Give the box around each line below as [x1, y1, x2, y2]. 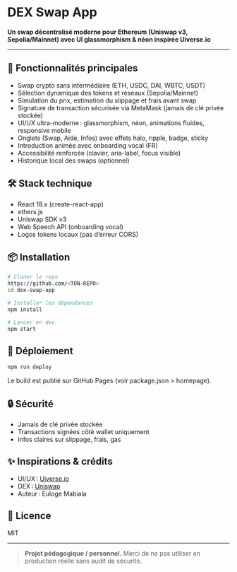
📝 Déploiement [7, 344, 73, 357]
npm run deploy [7, 363, 52, 371]
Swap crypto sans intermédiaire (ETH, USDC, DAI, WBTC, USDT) [17, 81, 206, 89]
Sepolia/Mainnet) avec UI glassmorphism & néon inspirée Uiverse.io [7, 35, 212, 43]
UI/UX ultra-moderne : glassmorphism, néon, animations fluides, [17, 118, 205, 127]
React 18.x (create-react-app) [17, 199, 104, 209]
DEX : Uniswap [17, 481, 61, 490]
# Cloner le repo [7, 274, 59, 281]
